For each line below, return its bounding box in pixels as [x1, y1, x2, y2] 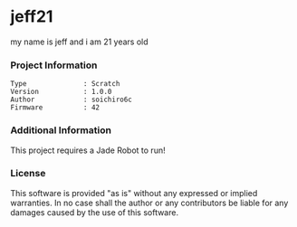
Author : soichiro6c [10, 95, 132, 105]
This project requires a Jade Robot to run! [10, 145, 166, 156]
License [10, 167, 46, 180]
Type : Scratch [10, 80, 120, 89]
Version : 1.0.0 [10, 88, 112, 97]
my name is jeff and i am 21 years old [10, 36, 148, 47]
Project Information [10, 59, 98, 71]
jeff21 [10, 6, 53, 27]
